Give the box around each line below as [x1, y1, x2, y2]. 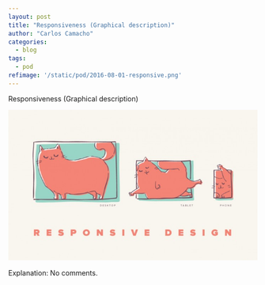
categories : [8, 38, 47, 46]
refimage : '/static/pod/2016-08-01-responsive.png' [8, 71, 182, 79]
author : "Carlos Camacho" [8, 29, 93, 37]
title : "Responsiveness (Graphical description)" [8, 21, 176, 29]
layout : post [8, 13, 51, 21]
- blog [15, 46, 37, 55]
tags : [8, 55, 26, 63]
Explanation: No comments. [8, 268, 98, 277]
